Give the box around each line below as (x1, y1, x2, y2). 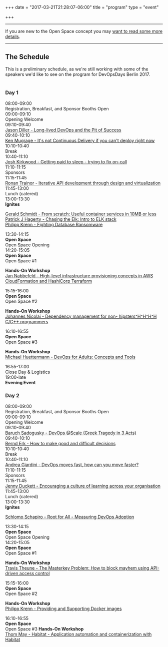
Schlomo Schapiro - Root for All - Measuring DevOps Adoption (5, 514, 134, 520)
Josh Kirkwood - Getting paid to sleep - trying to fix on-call (5, 159, 127, 165)
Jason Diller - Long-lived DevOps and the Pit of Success (5, 127, 121, 133)
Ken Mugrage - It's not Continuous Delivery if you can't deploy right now (5, 137, 155, 144)
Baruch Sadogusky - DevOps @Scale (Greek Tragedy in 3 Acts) (5, 430, 136, 436)
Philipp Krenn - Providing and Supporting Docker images (5, 606, 122, 612)
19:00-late (5, 374, 26, 380)
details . (5, 33, 20, 39)
